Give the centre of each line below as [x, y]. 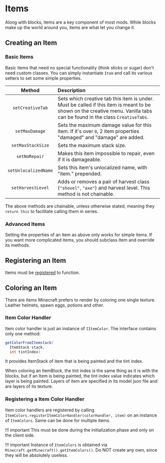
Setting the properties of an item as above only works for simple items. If [79, 235]
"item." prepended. [80, 174]
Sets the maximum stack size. [92, 145]
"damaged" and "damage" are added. [101, 137]
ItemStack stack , [27, 347]
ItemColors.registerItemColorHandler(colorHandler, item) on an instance [81, 415]
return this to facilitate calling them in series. [52, 211]
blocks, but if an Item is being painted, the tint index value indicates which [80, 376]
